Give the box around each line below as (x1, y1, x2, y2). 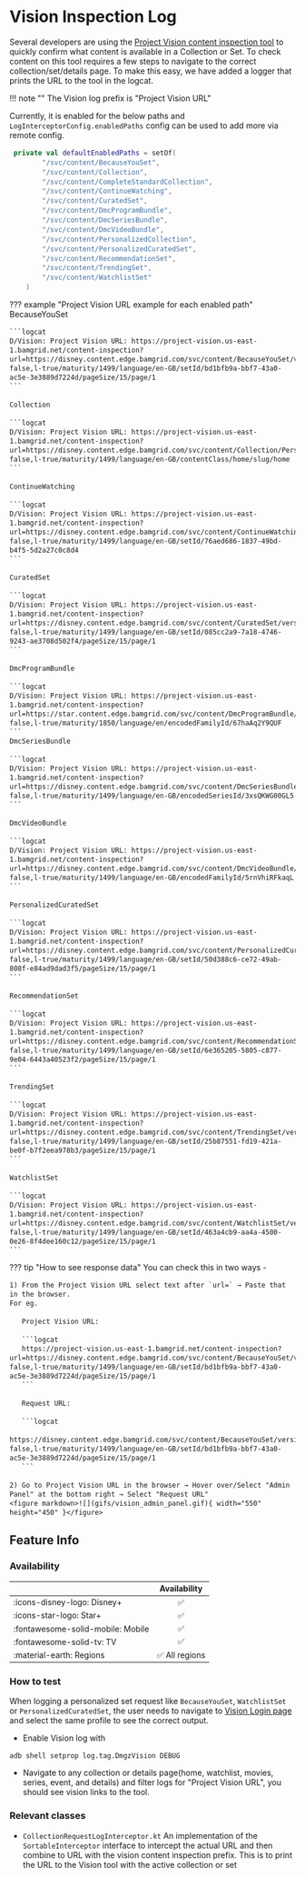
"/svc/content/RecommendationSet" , (42, 254, 177, 263)
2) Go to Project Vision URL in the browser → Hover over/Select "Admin (9, 1481, 290, 1491)
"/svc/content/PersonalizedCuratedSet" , (42, 244, 197, 254)
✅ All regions (156, 1649, 206, 1661)
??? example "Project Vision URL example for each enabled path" (9, 299, 254, 310)
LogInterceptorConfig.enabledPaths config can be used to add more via (9, 120, 279, 131)
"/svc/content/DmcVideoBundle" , (42, 225, 165, 234)
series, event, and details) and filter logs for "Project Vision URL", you (22, 1777, 282, 1788)
